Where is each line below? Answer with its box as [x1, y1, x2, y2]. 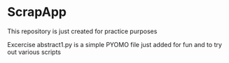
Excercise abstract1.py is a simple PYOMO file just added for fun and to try [7, 40, 223, 48]
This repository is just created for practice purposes [7, 27, 158, 35]
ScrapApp [7, 4, 67, 20]
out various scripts [7, 48, 62, 56]
